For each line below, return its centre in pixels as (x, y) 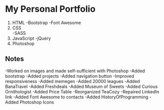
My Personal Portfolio (50, 9)
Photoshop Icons (37, 102)
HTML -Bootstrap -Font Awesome (47, 23)
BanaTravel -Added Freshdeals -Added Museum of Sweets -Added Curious (82, 86)
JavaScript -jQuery (32, 38)
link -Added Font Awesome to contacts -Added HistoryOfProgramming (77, 97)
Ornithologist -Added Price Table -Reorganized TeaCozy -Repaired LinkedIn (82, 91)
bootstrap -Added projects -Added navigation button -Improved (70, 76)
